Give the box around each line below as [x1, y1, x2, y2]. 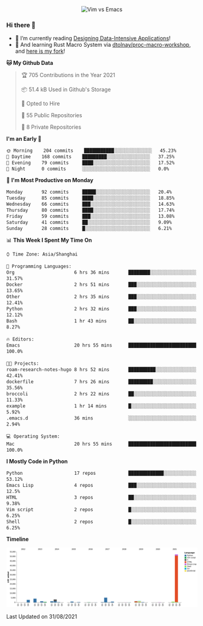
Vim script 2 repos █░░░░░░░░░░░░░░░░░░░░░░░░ [6, 507, 197, 513]
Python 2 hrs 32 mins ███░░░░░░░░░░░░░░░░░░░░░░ [6, 306, 197, 312]
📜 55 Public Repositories [21, 112, 82, 119]
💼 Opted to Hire [21, 100, 61, 107]
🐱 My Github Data [6, 60, 53, 67]
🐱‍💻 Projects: [6, 361, 39, 367]
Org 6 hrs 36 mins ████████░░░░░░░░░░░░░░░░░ [6, 270, 197, 276]
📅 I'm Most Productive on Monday [6, 177, 94, 184]
